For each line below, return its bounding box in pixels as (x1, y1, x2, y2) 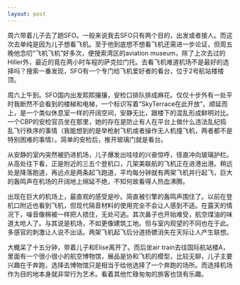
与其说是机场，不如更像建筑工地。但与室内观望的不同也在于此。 (44, 219, 233, 227)
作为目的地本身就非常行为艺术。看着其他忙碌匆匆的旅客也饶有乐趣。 (7, 269, 208, 278)
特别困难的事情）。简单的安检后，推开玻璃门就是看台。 (7, 135, 167, 143)
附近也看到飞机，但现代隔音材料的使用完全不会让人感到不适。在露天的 (19, 201, 226, 209)
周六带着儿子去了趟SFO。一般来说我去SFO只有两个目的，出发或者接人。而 (7, 31, 226, 39)
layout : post (7, 10, 46, 18)
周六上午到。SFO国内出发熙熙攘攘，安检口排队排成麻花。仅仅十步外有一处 (7, 90, 226, 99)
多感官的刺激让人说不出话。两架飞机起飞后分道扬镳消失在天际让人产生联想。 (7, 227, 233, 236)
